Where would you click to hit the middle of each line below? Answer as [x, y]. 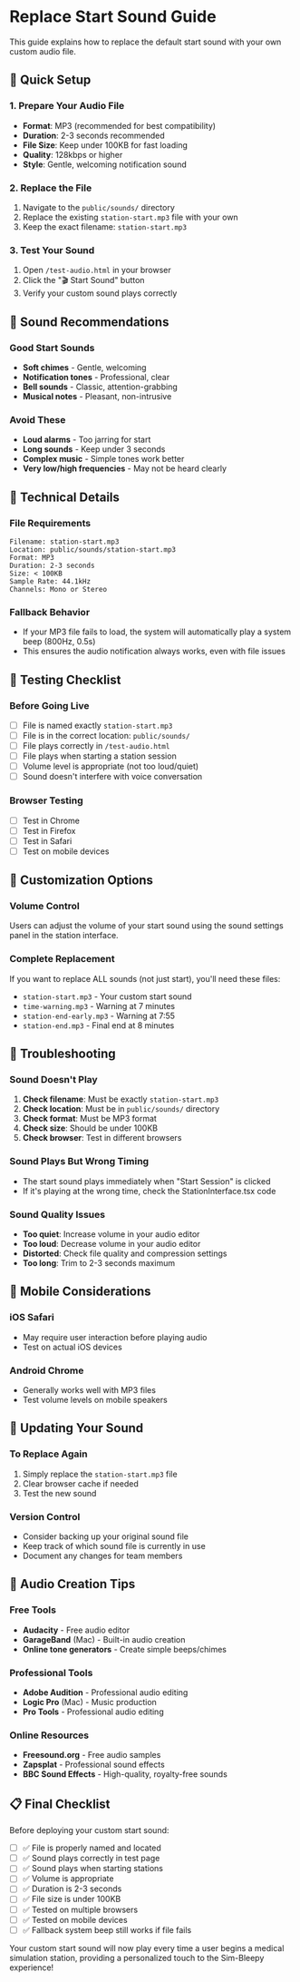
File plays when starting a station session [99, 756]
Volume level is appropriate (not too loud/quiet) [111, 766]
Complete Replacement [62, 959]
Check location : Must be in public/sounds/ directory [121, 1109]
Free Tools [33, 1610]
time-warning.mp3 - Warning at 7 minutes [98, 1006]
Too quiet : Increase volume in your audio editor [111, 1234]
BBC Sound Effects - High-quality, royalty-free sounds [125, 1774]
